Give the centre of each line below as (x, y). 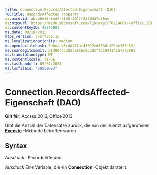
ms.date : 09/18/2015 (26, 32)
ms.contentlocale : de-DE (30, 59)
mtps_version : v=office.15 (32, 37)
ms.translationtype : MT (29, 55)
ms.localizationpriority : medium (39, 41)
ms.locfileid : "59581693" (31, 69)
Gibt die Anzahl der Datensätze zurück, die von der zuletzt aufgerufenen (78, 125)
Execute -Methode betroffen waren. (41, 131)
